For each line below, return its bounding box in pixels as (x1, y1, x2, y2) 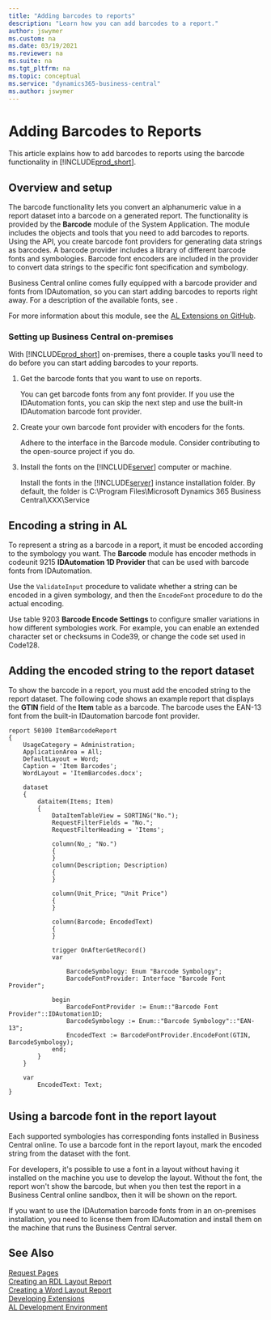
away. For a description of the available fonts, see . (8, 295, 178, 305)
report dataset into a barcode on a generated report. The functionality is (8, 211, 248, 221)
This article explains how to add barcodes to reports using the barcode (8, 149, 245, 159)
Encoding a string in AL (8, 519, 128, 533)
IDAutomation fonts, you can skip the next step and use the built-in (19, 398, 243, 408)
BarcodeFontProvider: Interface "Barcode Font (66, 974, 227, 983)
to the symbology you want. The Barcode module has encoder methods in (8, 549, 256, 558)
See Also (8, 1246, 54, 1260)
